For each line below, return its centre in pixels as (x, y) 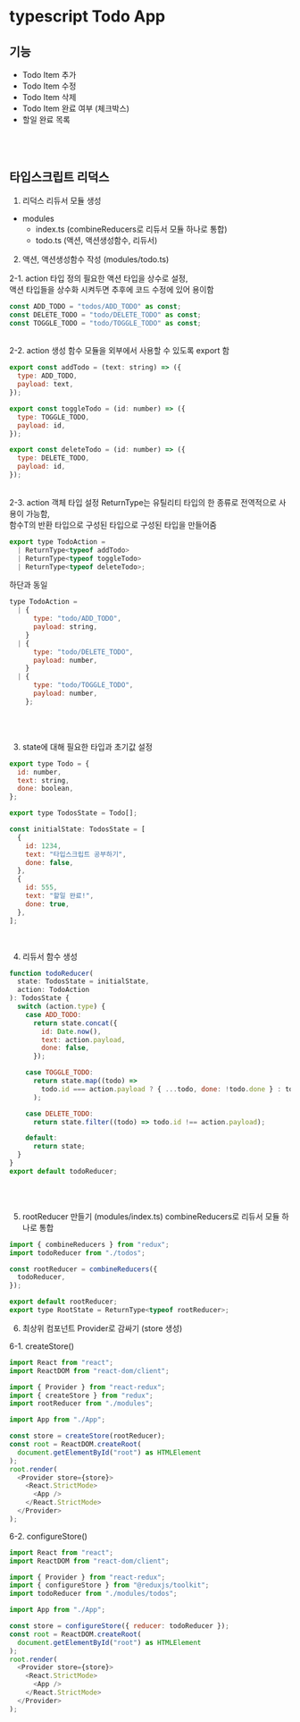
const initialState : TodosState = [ (77, 829)
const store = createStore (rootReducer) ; (87, 1436)
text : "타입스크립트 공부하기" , (76, 854)
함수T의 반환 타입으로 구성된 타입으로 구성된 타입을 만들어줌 (113, 524)
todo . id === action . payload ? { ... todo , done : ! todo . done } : (162, 1089)
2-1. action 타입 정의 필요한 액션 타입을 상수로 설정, (99, 278)
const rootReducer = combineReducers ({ (83, 1269)
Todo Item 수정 (49, 86)
